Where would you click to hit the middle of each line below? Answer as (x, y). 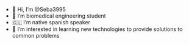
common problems (36, 36)
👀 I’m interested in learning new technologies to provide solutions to (97, 29)
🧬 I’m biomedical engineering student (59, 16)
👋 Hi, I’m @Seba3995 (39, 9)
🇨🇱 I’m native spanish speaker (51, 22)
